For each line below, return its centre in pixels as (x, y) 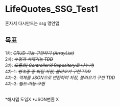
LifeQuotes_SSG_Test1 (52, 9)
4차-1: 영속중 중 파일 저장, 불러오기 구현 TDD (48, 71)
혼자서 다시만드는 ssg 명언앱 (32, 23)
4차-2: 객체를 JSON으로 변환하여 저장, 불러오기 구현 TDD (60, 78)
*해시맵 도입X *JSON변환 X (32, 99)
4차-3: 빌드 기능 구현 (25, 83)
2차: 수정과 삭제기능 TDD (29, 59)
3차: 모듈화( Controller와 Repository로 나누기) (50, 65)
